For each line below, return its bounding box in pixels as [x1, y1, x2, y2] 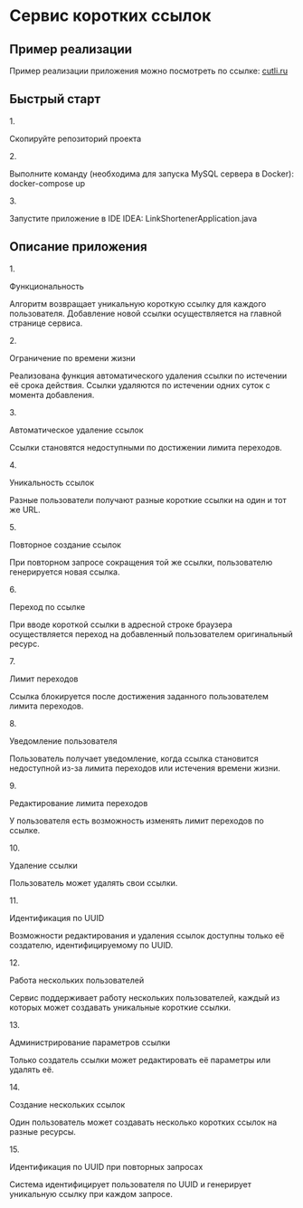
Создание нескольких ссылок [9, 1099, 126, 1109]
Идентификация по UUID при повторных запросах [9, 1161, 204, 1172]
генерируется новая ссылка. [9, 566, 120, 577]
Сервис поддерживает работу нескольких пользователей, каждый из [9, 992, 280, 1003]
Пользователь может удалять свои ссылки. [9, 877, 178, 888]
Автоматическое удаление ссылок [9, 424, 144, 435]
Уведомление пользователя [9, 735, 118, 747]
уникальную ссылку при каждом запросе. [9, 1188, 174, 1199]
